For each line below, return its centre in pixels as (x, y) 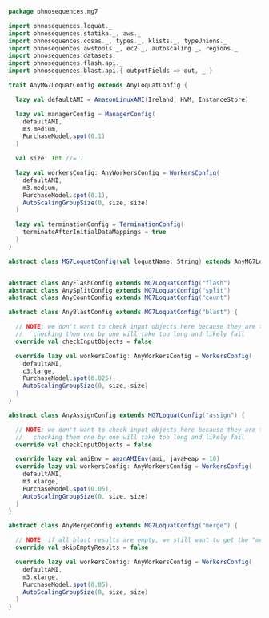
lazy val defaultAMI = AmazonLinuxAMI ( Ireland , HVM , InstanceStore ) (132, 99)
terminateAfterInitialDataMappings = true (94, 232)
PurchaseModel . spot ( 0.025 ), (69, 378)
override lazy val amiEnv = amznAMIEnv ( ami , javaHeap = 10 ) (118, 459)
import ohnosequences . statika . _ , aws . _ (75, 33)
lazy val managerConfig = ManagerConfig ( (86, 114)
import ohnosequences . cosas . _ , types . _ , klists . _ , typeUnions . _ (118, 41)
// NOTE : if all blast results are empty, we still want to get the (132, 540)
